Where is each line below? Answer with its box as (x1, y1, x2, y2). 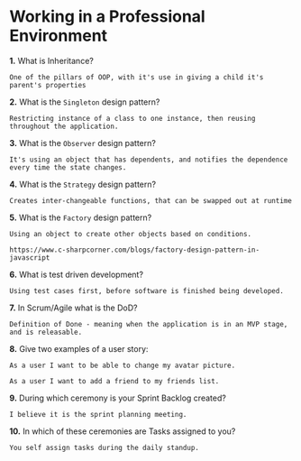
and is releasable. (9, 327, 83, 337)
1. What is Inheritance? (9, 55, 95, 66)
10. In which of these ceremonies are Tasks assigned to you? (9, 426, 236, 437)
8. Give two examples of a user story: (9, 343, 149, 354)
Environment (9, 25, 108, 46)
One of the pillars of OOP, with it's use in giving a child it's (9, 72, 264, 82)
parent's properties (9, 80, 87, 89)
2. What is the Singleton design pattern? (9, 97, 160, 107)
